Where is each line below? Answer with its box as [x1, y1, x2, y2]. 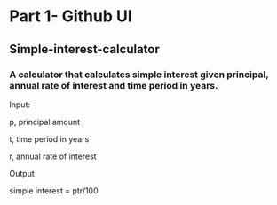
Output [9, 168, 35, 178]
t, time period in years [9, 133, 90, 144]
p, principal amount [9, 116, 81, 127]
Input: [9, 99, 31, 110]
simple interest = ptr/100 [9, 185, 99, 196]
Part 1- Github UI [9, 6, 133, 27]
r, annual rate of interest [9, 151, 97, 162]
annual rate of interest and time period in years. [9, 79, 218, 91]
